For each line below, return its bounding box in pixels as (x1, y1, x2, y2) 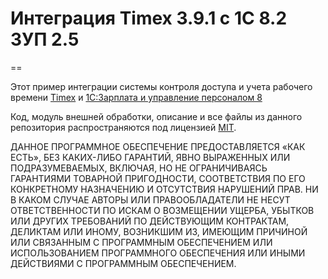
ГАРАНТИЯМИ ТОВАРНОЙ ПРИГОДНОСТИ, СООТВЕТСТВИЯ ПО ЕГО (10, 172, 306, 184)
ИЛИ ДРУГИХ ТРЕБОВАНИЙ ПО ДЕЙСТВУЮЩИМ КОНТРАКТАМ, (10, 215, 290, 227)
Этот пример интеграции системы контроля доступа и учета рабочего (10, 80, 313, 92)
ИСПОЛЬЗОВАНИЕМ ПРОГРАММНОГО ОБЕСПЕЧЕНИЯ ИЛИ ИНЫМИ (10, 247, 306, 259)
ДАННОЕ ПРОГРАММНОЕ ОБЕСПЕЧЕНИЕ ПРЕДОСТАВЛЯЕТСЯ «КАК (10, 140, 306, 152)
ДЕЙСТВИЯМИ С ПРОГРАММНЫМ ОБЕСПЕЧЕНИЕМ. (10, 257, 237, 269)
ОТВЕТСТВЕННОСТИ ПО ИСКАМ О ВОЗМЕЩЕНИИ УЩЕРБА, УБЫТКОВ (10, 204, 315, 216)
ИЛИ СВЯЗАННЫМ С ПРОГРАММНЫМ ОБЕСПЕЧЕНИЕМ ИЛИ (10, 236, 273, 248)
